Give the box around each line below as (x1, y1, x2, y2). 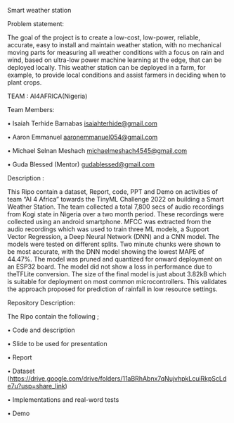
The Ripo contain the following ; (7, 312, 100, 320)
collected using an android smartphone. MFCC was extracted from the (7, 218, 212, 226)
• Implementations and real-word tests (7, 396, 119, 404)
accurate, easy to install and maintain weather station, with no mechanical (7, 41, 221, 49)
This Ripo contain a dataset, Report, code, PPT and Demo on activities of (7, 188, 219, 196)
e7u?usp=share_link (7, 382, 65, 390)
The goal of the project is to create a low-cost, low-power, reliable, (7, 33, 200, 42)
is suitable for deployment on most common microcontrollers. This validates (7, 278, 227, 286)
